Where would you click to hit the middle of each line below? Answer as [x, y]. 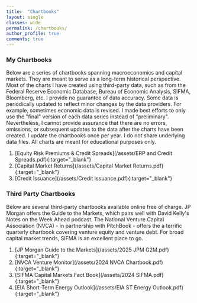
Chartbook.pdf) [145, 262]
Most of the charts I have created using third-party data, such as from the [96, 85]
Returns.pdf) [148, 166]
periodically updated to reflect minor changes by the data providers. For [94, 104]
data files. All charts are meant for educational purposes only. [81, 142]
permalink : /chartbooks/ [37, 28]
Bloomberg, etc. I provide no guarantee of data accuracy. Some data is [92, 98]
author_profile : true [33, 34]
